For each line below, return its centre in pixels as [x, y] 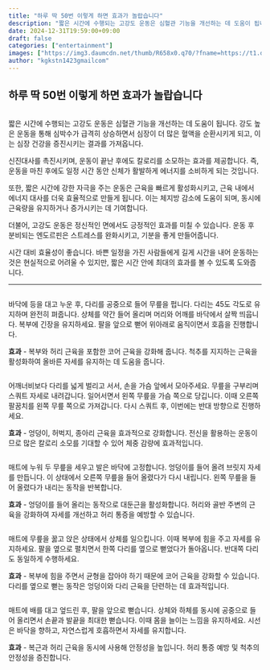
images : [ [25, 53]
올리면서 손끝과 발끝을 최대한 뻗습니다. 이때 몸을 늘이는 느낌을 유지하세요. [131, 620]
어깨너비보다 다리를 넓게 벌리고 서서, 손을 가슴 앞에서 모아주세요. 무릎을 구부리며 [134, 385]
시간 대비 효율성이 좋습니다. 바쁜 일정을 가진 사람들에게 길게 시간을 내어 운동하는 [134, 252]
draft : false [30, 38]
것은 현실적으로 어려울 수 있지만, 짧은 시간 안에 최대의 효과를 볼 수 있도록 [122, 262]
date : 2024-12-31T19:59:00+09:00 [64, 31]
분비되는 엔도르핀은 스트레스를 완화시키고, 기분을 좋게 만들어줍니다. [114, 235]
